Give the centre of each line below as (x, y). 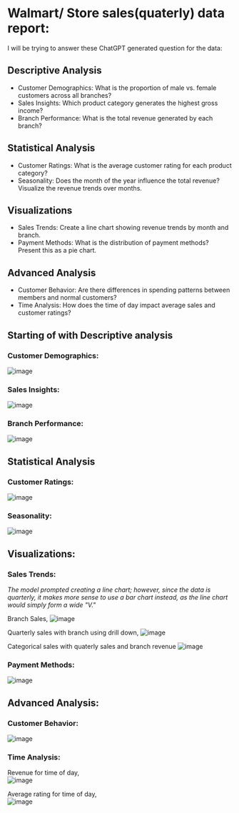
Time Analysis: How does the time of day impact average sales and (116, 305)
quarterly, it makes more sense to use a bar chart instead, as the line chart (118, 597)
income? (30, 110)
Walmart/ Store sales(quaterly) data (116, 13)
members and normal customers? (67, 298)
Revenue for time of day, (44, 773)
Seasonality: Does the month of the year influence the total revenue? (118, 181)
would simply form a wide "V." (52, 605)
